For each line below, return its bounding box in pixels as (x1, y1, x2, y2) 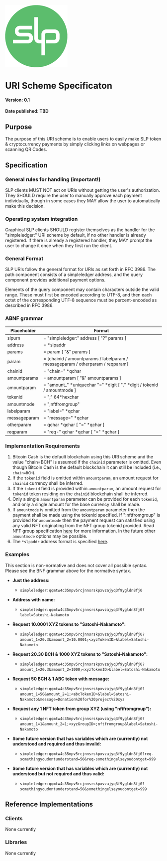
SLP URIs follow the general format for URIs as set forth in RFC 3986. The (5, 267, 156, 273)
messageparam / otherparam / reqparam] (43, 361, 128, 367)
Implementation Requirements (5, 442, 81, 449)
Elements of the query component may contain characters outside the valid (5, 287, 160, 292)
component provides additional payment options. (5, 277, 106, 283)
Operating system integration (5, 215, 78, 222)
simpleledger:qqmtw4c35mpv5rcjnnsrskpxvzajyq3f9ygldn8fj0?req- (19, 751, 154, 756)
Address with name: (12, 596, 55, 602)
